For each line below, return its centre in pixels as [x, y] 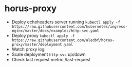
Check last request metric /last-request [51, 59]
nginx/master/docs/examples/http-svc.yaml [55, 31]
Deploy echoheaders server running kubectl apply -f [66, 22]
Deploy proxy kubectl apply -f [43, 35]
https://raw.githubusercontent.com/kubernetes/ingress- [69, 26]
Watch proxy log [28, 49]
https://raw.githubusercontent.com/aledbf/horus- [63, 40]
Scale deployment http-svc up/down [48, 54]
